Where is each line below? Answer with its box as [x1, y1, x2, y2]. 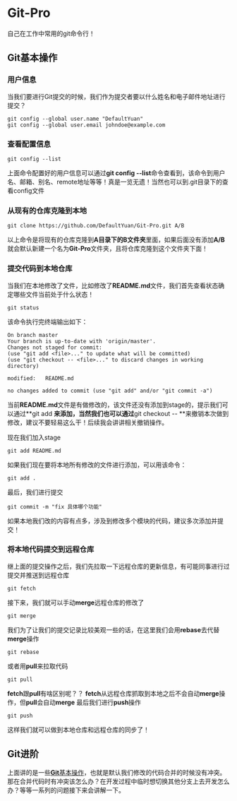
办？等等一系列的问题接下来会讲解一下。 [7, 785, 125, 794]
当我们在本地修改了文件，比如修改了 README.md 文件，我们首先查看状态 [7, 281, 219, 290]
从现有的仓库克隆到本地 [7, 206, 87, 215]
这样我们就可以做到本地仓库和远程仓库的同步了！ [7, 725, 150, 734]
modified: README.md [7, 374, 74, 382]
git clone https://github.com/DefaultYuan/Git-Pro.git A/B [7, 222, 185, 230]
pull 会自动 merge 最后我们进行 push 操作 [25, 698, 141, 706]
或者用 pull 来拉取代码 [7, 662, 68, 670]
